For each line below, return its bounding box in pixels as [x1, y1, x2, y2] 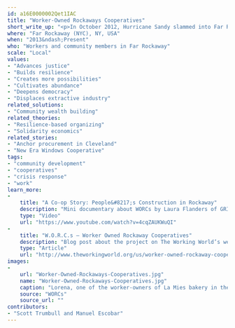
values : [7, 56, 30, 63]
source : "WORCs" [20, 290, 68, 298]
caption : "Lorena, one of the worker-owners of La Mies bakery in [20, 284, 218, 291]
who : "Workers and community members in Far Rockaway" [7, 43, 171, 50]
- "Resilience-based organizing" [7, 121, 105, 128]
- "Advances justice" [7, 62, 71, 69]
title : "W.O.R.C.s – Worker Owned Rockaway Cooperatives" [20, 232, 192, 239]
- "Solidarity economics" [7, 128, 83, 135]
